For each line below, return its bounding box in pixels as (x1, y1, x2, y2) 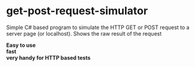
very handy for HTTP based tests (6, 54, 91, 61)
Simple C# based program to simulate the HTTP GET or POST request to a (6, 24, 190, 31)
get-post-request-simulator (6, 4, 148, 18)
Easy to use (6, 42, 36, 49)
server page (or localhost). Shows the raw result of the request (6, 30, 162, 37)
